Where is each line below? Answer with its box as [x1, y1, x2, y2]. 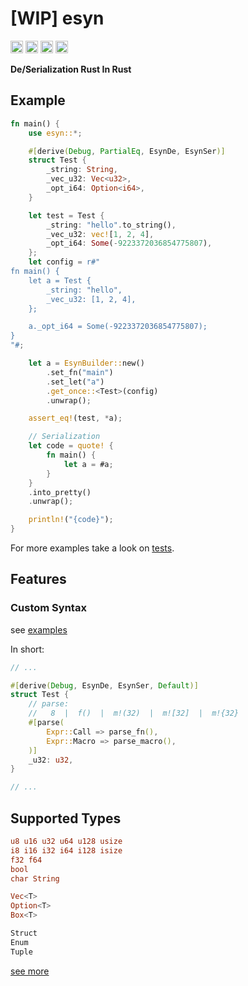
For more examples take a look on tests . [10, 542, 175, 554]
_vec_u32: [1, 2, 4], [46, 294, 137, 304]
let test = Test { [28, 210, 105, 221]
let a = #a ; [63, 459, 114, 469]
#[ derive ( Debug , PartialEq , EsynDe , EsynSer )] [28, 146, 226, 156]
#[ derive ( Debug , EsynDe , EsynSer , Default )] [10, 680, 199, 691]
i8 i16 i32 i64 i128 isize [10, 845, 123, 856]
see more [10, 965, 50, 977]
